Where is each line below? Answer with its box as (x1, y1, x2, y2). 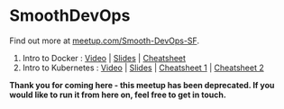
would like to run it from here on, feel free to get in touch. (9, 89, 227, 100)
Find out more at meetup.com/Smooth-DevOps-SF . (9, 35, 200, 46)
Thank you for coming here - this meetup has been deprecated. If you (9, 79, 275, 90)
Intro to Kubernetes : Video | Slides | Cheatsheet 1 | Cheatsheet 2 (22, 62, 264, 73)
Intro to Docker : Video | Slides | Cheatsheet (22, 52, 187, 63)
